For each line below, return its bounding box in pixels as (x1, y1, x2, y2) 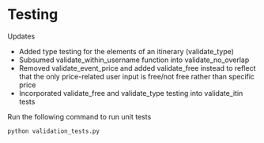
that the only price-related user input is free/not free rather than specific (18, 71, 255, 81)
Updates (7, 31, 36, 41)
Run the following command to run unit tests (7, 112, 152, 121)
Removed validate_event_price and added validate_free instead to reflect (18, 63, 256, 72)
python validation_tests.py (7, 127, 100, 135)
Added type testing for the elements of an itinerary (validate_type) (18, 46, 235, 56)
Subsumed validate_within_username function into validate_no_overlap (18, 55, 250, 64)
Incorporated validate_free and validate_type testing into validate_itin (18, 88, 243, 97)
